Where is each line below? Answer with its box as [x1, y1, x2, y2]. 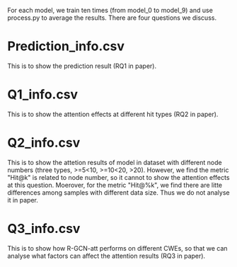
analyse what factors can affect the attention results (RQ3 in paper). [7, 251, 206, 260]
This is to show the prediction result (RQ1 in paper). [7, 62, 157, 70]
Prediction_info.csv [7, 38, 125, 55]
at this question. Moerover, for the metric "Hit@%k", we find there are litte [7, 181, 223, 189]
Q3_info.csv [7, 221, 81, 237]
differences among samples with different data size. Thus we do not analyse [7, 188, 230, 197]
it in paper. [7, 195, 39, 204]
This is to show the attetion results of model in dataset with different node [7, 158, 222, 166]
